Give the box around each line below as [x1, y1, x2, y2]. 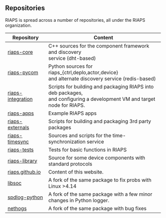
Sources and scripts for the [48, 132, 112, 139]
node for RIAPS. [48, 101, 85, 108]
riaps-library [7, 157, 38, 164]
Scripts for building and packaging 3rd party [48, 118, 152, 125]
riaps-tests [7, 146, 34, 153]
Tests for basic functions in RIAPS [48, 146, 127, 153]
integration [7, 95, 33, 102]
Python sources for [48, 63, 93, 70]
